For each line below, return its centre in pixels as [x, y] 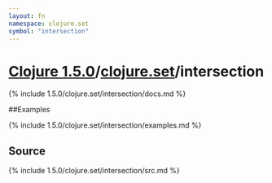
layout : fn [27, 16]
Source [27, 151]
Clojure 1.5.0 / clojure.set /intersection [136, 71]
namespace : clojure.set [49, 24]
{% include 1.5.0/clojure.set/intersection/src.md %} [94, 171]
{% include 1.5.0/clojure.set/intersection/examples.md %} [105, 125]
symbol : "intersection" [49, 31]
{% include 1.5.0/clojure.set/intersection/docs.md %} [97, 94]
